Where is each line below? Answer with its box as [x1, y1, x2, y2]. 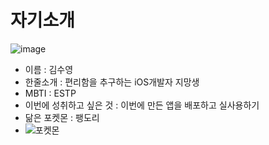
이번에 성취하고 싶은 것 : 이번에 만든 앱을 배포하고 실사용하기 [24, 99, 260, 111]
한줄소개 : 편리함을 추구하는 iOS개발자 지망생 [24, 76, 200, 88]
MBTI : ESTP [24, 87, 77, 99]
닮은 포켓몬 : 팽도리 [24, 111, 100, 123]
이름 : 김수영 [24, 63, 74, 75]
